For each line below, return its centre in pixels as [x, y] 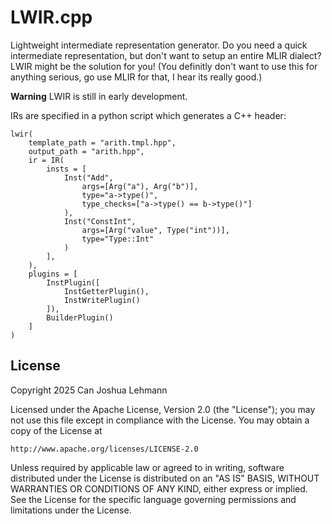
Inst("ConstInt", [100, 221]
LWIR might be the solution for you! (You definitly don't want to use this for [164, 66]
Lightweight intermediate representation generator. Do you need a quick [159, 45]
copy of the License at [56, 430]
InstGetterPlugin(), [106, 291]
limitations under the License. [71, 510]
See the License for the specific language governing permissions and [153, 499]
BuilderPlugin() [80, 317]
